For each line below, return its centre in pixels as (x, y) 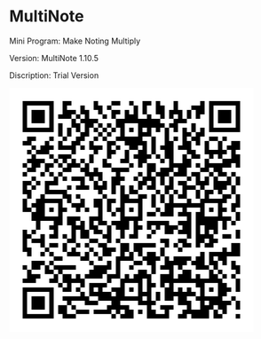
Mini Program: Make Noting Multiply (75, 41)
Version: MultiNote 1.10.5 (54, 58)
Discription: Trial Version (54, 75)
